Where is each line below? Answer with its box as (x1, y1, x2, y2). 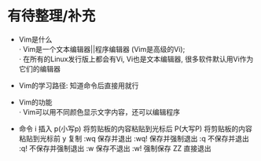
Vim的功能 (18, 97, 53, 107)
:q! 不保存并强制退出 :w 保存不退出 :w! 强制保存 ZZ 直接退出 (18, 143, 211, 153)
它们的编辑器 (18, 64, 61, 73)
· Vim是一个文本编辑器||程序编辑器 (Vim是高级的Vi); (18, 44, 186, 53)
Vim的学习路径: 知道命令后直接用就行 (18, 80, 139, 90)
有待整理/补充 (7, 7, 96, 25)
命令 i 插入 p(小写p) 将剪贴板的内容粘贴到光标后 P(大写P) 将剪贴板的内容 (18, 123, 253, 134)
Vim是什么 (18, 35, 53, 44)
